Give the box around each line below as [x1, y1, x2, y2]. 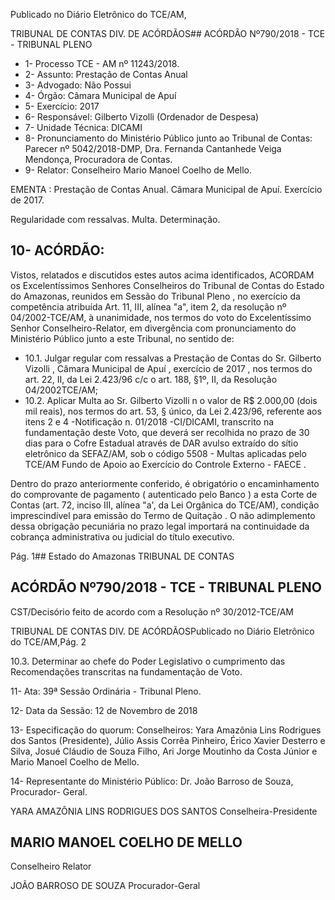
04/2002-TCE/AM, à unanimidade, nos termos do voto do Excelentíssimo [10, 311, 312, 323]
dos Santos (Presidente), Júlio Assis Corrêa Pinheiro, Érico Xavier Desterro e [10, 734, 326, 746]
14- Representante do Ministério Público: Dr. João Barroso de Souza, [10, 775, 294, 787]
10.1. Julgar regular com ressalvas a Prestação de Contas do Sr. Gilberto [24, 352, 322, 364]
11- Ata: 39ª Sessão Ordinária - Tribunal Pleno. [10, 685, 202, 697]
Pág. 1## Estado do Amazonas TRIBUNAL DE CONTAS [10, 550, 235, 562]
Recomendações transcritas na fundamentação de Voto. [10, 665, 243, 678]
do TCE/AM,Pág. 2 [10, 635, 87, 648]
